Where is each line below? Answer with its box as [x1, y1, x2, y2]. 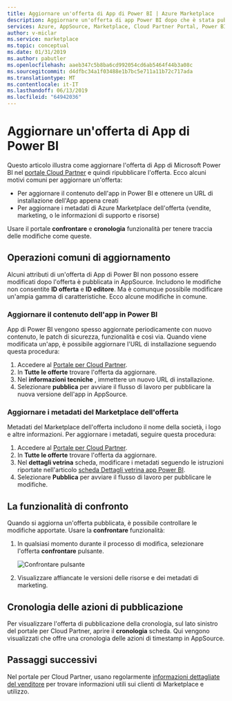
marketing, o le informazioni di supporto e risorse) [17, 211, 160, 219]
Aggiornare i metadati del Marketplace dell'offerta [7, 407, 179, 417]
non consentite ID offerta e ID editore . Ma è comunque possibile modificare [7, 285, 223, 293]
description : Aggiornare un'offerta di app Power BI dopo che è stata [7, 17, 215, 24]
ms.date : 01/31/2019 [7, 49, 67, 56]
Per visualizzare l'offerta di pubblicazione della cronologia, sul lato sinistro [7, 619, 218, 628]
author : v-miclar [7, 29, 57, 37]
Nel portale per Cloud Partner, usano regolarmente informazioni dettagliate [7, 672, 220, 681]
